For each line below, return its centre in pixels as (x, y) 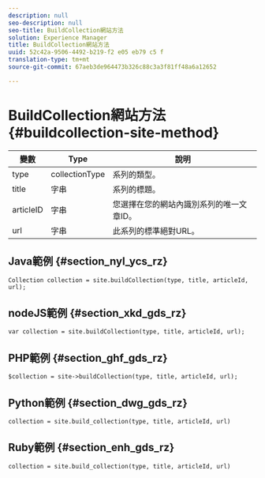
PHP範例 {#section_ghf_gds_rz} (88, 358)
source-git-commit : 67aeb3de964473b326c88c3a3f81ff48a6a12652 (112, 67)
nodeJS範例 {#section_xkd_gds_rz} (97, 313)
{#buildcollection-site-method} (114, 132)
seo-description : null (45, 23)
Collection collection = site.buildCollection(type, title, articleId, (128, 280)
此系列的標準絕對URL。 (156, 231)
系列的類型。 (137, 175)
